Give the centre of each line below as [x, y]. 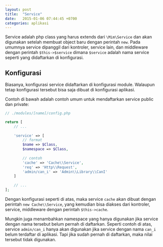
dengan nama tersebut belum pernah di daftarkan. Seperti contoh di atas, [79, 224]
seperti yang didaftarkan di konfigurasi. [45, 58]
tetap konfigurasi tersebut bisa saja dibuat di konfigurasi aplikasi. [70, 90]
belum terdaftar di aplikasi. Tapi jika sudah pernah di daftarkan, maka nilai [79, 234]
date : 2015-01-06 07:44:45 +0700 [41, 18]
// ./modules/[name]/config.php [38, 113]
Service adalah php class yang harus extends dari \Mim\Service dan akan [79, 37]
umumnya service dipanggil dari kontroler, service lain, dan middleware [77, 47]
